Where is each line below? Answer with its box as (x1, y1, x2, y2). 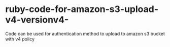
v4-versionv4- (5, 14, 69, 25)
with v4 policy (5, 36, 35, 42)
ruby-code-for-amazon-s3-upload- (5, 3, 159, 15)
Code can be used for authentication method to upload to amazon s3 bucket (5, 30, 165, 36)
